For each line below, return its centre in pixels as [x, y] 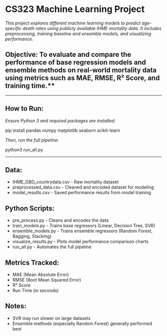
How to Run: [24, 109]
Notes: [16, 306]
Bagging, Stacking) [32, 236]
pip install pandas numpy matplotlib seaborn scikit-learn [63, 130]
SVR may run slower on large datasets [51, 318]
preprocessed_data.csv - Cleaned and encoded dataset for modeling [83, 187]
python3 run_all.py [24, 150]
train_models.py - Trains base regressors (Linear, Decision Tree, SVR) [84, 226]
